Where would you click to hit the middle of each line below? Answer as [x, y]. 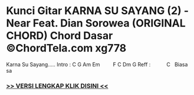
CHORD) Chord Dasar [60, 36]
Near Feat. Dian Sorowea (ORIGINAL [96, 23]
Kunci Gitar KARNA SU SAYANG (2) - [98, 11]
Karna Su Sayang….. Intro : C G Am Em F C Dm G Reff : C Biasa [97, 64]
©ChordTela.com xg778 [66, 48]
